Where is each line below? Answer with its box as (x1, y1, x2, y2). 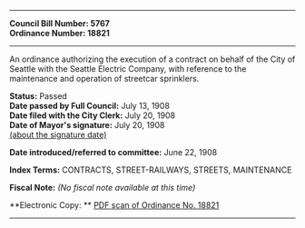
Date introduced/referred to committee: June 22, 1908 (9, 147, 218, 157)
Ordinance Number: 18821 (9, 28, 111, 38)
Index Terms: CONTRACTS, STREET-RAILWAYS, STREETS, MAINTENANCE (9, 164, 292, 175)
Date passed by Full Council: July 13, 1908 (9, 101, 171, 111)
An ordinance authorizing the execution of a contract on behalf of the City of (9, 54, 296, 64)
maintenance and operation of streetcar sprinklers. (9, 74, 200, 84)
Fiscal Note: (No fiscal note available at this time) (9, 183, 196, 193)
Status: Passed (9, 91, 68, 101)
